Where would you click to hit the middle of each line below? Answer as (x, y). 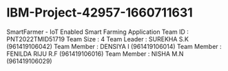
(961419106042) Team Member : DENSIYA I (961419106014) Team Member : (114, 46)
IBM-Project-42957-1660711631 (100, 13)
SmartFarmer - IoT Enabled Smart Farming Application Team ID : (97, 32)
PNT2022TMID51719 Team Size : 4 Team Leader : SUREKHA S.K (97, 39)
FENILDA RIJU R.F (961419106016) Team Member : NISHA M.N (95, 54)
